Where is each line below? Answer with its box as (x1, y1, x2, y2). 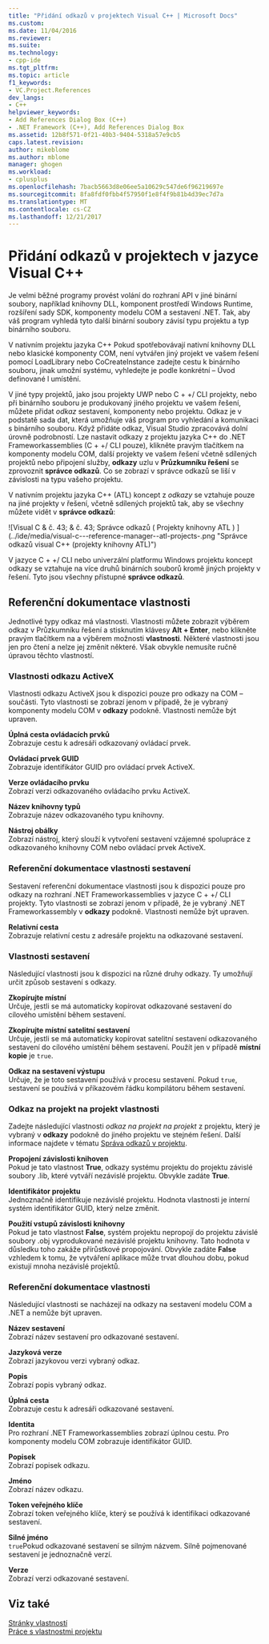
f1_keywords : (8, 78, 52, 86)
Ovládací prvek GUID (8, 754, 79, 764)
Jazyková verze (8, 1348, 62, 1357)
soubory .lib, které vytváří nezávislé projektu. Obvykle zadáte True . (8, 1171, 231, 1181)
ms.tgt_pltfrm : (8, 64, 59, 72)
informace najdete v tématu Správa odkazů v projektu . (8, 1138, 188, 1149)
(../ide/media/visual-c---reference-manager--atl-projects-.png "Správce (8, 531, 248, 541)
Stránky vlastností (8, 1618, 68, 1628)
